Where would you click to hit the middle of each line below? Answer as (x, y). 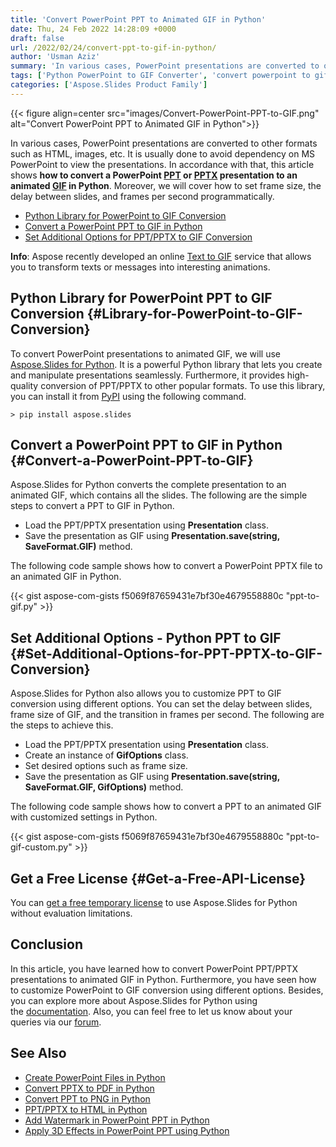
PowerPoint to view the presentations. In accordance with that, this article (162, 164)
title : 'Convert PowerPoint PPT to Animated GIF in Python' (138, 19)
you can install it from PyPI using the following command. (128, 396)
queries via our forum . (56, 1022)
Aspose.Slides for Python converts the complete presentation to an (148, 485)
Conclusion (47, 944)
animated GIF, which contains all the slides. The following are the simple (159, 495)
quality (24, 385)
